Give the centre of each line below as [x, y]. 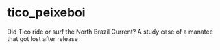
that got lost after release [43, 38]
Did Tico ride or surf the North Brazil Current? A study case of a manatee [110, 32]
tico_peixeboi [46, 13]
